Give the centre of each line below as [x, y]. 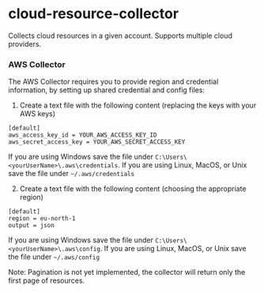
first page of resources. [47, 280]
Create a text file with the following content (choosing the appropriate [133, 189]
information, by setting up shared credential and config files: [107, 90]
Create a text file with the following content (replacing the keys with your [138, 105]
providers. [25, 43]
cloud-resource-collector [94, 14]
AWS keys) [37, 114]
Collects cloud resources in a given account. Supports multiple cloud [121, 36]
